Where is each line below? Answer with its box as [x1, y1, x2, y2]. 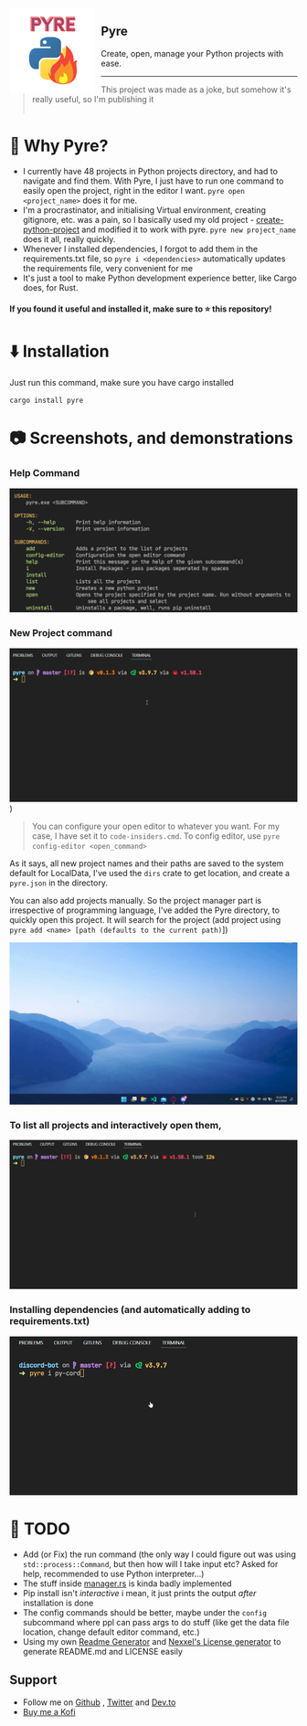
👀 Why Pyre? [9, 135, 109, 156]
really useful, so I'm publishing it [31, 93, 154, 104]
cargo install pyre [9, 396, 84, 406]
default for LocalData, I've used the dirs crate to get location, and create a [9, 868, 291, 879]
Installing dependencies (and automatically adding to [9, 1304, 251, 1317]
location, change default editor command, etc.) [22, 1626, 200, 1637]
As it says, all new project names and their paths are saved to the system [9, 858, 284, 869]
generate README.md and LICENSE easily [22, 1647, 183, 1657]
